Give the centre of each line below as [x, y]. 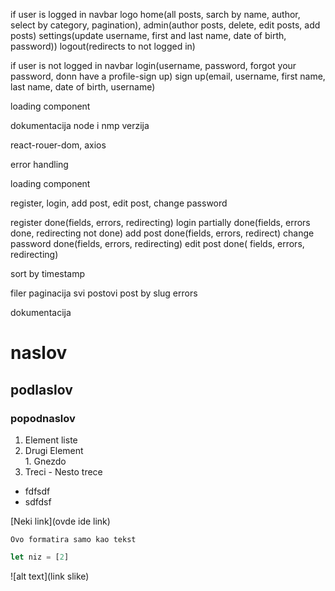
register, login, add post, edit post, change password [119, 203]
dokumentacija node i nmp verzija [80, 125]
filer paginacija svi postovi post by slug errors [104, 293]
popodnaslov [43, 418]
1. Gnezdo [45, 461]
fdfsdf [37, 491]
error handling [39, 164]
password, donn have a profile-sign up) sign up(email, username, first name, [168, 76]
